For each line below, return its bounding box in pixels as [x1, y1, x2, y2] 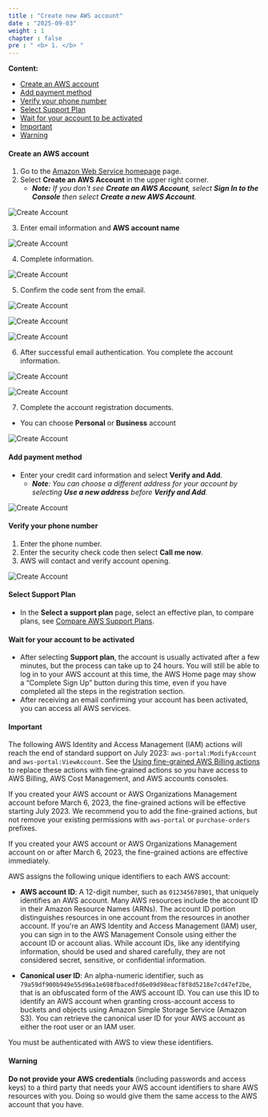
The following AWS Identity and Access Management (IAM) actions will [8, 740, 242, 749]
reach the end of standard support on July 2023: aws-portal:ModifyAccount [8, 748, 258, 758]
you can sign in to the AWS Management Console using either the [19, 930, 238, 940]
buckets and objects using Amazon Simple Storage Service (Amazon [19, 1005, 247, 1015]
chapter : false [8, 34, 62, 43]
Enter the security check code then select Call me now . [19, 547, 204, 557]
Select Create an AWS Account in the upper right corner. [19, 175, 210, 185]
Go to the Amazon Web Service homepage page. [19, 166, 182, 177]
